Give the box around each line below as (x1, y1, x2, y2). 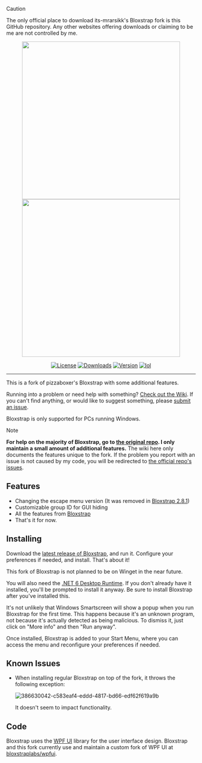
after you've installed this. (6, 592, 70, 600)
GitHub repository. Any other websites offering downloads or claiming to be (6, 23, 194, 30)
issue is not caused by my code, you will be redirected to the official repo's (6, 458, 192, 464)
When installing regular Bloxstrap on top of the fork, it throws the (14, 674, 176, 681)
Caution (6, 5, 26, 12)
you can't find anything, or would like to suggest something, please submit (6, 397, 191, 404)
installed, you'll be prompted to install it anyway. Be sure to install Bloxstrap (6, 586, 193, 593)
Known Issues (6, 658, 61, 669)
